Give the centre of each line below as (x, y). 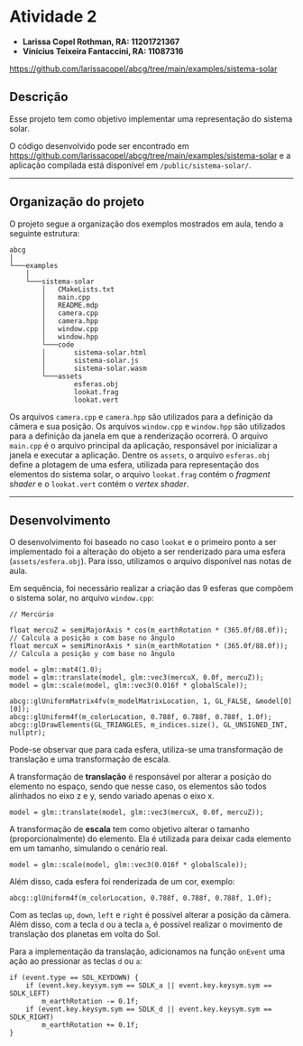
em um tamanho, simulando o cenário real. (89, 848)
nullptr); (28, 733)
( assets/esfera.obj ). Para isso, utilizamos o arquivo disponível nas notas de (151, 561)
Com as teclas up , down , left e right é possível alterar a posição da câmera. (150, 915)
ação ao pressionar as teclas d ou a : (76, 961)
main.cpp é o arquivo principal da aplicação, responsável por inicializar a (143, 445)
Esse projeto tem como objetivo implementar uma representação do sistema (151, 118)
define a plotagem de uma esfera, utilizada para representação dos (134, 464)
